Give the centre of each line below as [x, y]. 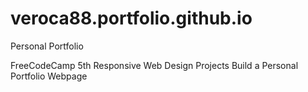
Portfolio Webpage [49, 76]
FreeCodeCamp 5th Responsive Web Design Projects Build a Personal [154, 65]
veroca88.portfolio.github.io [131, 18]
